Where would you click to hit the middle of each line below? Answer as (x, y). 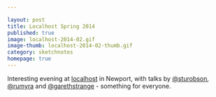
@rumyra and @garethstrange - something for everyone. (89, 86)
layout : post (26, 20)
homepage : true (29, 59)
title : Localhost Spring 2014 (51, 26)
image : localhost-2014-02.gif (51, 39)
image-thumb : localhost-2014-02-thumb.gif (70, 46)
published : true (31, 33)
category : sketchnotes (40, 52)
